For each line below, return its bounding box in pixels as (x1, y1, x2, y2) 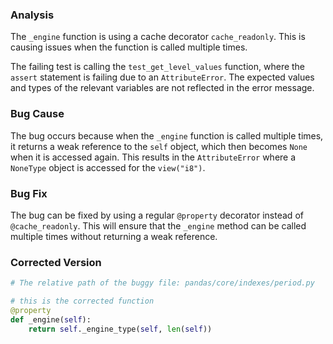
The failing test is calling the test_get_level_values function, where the (10, 61, 306, 73)
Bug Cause (10, 107, 65, 121)
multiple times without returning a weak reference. (10, 230, 218, 242)
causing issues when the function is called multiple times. (10, 41, 248, 53)
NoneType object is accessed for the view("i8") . (10, 161, 206, 173)
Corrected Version (10, 255, 102, 269)
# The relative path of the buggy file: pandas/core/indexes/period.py (10, 278, 315, 288)
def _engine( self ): (10, 314, 92, 325)
